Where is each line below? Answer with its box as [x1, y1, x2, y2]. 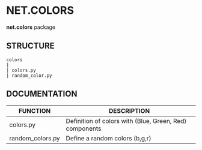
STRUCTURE [6, 41, 55, 51]
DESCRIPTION [108, 106, 150, 115]
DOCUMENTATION [6, 89, 78, 99]
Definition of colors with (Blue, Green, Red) [66, 116, 187, 125]
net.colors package [6, 23, 56, 31]
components [66, 124, 102, 133]
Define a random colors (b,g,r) [66, 134, 151, 142]
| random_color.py [6, 73, 52, 79]
